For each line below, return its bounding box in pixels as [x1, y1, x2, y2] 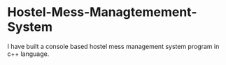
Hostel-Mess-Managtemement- [7, 4, 197, 20]
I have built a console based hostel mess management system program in [7, 42, 220, 50]
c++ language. [7, 50, 50, 58]
